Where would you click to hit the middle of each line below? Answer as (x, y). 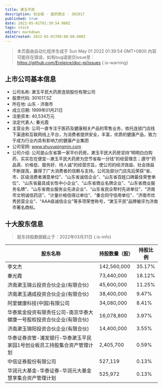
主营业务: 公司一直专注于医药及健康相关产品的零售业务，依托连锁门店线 (83, 128)
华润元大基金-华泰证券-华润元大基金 (49, 370)
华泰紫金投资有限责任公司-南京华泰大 (50, 312)
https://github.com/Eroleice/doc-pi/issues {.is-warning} (73, 62)
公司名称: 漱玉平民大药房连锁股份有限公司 (54, 92)
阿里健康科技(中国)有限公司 (39, 303)
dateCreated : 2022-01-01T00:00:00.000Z (45, 37)
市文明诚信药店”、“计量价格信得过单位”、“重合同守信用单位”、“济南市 (81, 195)
